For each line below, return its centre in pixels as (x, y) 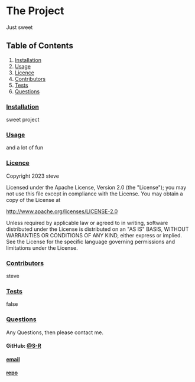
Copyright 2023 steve (32, 176)
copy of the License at (33, 200)
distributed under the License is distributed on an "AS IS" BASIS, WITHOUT (97, 229)
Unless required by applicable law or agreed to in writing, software (87, 223)
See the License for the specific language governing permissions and (91, 241)
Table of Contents (40, 46)
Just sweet (19, 27)
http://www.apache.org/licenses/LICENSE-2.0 (62, 211)
